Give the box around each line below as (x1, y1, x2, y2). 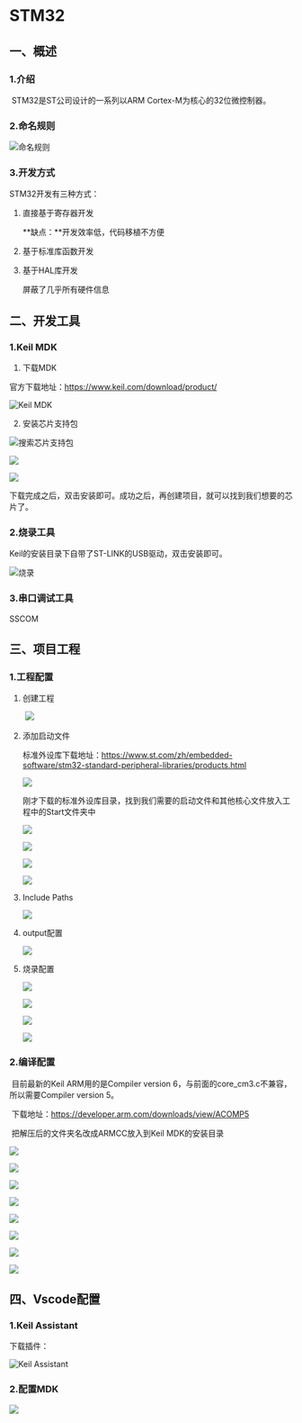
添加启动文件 (22, 730, 70, 741)
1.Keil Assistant (9, 1319, 78, 1332)
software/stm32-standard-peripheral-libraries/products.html (22, 760, 247, 771)
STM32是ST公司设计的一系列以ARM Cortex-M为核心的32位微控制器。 (11, 95, 271, 105)
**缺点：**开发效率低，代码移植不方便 (22, 227, 164, 238)
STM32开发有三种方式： (9, 188, 100, 199)
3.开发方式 (9, 167, 56, 179)
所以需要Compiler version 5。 (9, 1089, 120, 1100)
